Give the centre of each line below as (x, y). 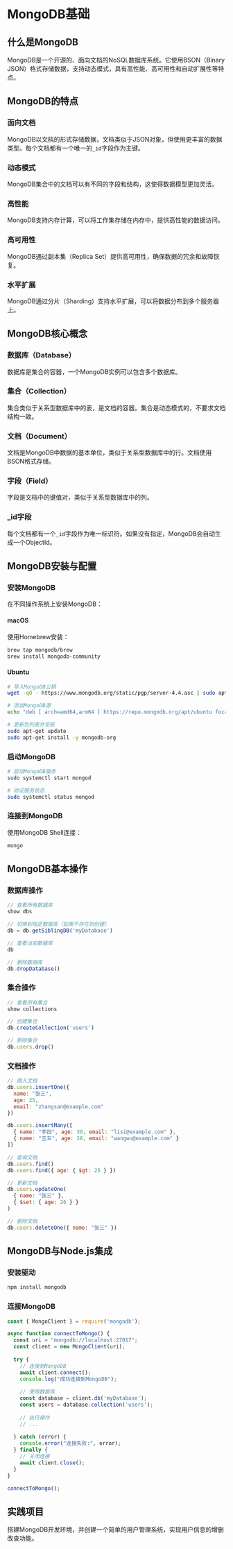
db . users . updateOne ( (37, 1190)
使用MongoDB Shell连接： (44, 832)
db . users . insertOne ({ (38, 1087)
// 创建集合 (23, 1022)
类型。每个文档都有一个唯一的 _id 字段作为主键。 (76, 148)
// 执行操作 (35, 1417)
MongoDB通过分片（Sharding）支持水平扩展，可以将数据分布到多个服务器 (113, 301)
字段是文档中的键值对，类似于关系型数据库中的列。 (80, 498)
